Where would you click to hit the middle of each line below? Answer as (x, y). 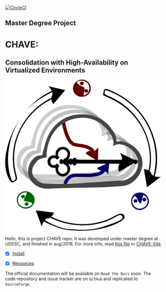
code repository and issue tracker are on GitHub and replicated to (72, 279)
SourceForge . (18, 284)
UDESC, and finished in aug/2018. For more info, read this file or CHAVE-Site (83, 244)
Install (18, 253)
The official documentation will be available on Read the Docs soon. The (78, 273)
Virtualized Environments (45, 70)
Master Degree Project (41, 23)
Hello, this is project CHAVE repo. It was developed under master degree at (82, 239)
